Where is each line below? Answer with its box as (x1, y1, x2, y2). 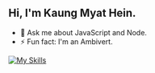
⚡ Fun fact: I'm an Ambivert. (19, 36, 113, 47)
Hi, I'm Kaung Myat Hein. (8, 6, 136, 20)
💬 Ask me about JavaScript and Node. (19, 27, 148, 37)
